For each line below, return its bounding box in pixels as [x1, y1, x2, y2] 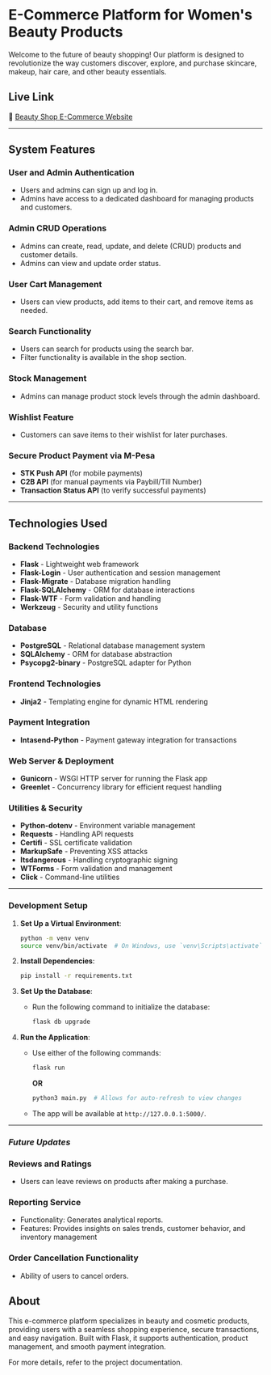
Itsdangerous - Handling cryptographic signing [19, 855, 178, 865]
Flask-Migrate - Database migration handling [19, 576, 171, 586]
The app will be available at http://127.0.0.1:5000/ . [31, 1108, 207, 1118]
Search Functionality [8, 325, 92, 336]
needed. [19, 306, 48, 315]
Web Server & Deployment [8, 755, 115, 766]
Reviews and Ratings [8, 1158, 92, 1170]
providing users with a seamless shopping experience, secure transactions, [8, 1324, 260, 1334]
